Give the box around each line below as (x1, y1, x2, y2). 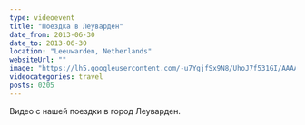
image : (9, 64, 34, 73)
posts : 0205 (9, 81, 54, 90)
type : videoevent (9, 13, 75, 23)
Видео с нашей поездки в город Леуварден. (9, 105, 182, 116)
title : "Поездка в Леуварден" (9, 22, 124, 31)
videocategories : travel (9, 72, 103, 82)
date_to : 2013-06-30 (9, 38, 88, 48)
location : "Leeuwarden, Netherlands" (9, 47, 152, 56)
